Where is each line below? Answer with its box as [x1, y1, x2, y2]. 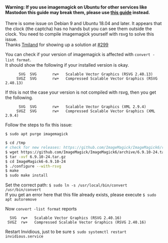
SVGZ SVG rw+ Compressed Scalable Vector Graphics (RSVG [16, 76, 157, 81]
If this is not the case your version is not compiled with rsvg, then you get [5, 89, 156, 95]
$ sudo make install [5, 173, 48, 178]
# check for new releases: [5, 145, 61, 150]
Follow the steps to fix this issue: [5, 122, 72, 128]
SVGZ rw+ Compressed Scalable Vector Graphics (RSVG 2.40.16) [7, 220, 146, 225]
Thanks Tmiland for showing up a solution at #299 [5, 42, 109, 48]
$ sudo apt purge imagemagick [5, 132, 68, 137]
